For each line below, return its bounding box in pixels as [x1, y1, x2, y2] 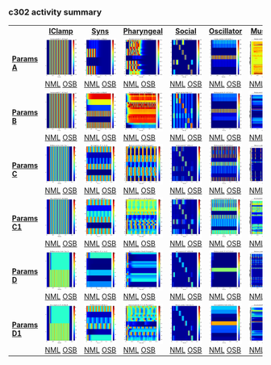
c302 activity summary [8, 6, 102, 18]
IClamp [48, 27, 74, 36]
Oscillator [208, 27, 243, 36]
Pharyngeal [123, 27, 164, 36]
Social [175, 27, 197, 36]
